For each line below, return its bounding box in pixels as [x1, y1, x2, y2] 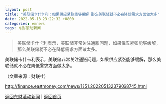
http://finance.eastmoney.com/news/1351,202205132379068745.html [5, 83, 147, 89]
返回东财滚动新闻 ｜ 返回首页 [5, 94, 62, 100]
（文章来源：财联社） [5, 73, 48, 79]
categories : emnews [5, 21, 45, 26]
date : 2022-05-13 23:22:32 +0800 [5, 16, 74, 21]
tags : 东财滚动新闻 [5, 26, 41, 31]
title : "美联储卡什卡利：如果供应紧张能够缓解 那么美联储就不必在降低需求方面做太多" [5, 12, 160, 17]
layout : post [5, 7, 32, 12]
